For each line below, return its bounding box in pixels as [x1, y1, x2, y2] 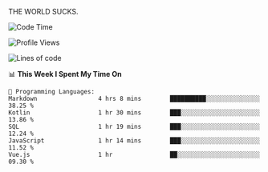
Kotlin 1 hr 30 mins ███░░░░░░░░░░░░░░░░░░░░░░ [8, 109, 261, 117]
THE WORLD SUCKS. [8, 7, 79, 16]
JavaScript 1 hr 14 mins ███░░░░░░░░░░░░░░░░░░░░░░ [8, 137, 261, 145]
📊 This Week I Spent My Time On [8, 70, 122, 78]
